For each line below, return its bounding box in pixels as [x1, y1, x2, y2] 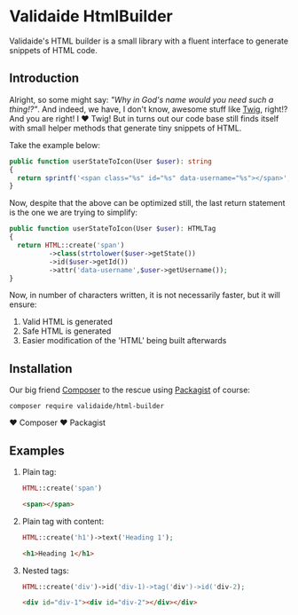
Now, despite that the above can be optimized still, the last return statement [9, 198, 286, 209]
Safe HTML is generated [21, 326, 112, 336]
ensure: [9, 299, 37, 310]
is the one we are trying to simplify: [9, 207, 138, 218]
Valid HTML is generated [21, 317, 114, 327]
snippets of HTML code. [9, 44, 98, 55]
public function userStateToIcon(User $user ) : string [9, 157, 213, 166]
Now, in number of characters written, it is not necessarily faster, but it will [9, 290, 281, 301]
